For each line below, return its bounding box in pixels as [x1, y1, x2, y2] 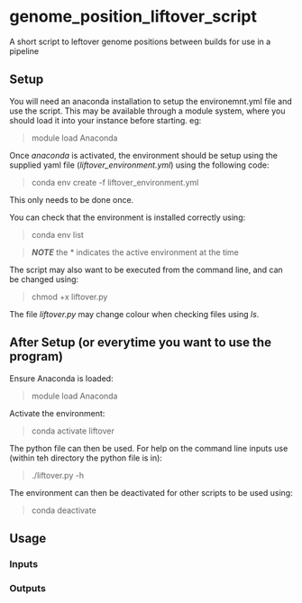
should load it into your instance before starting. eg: [9, 114, 202, 125]
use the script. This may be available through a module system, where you [9, 105, 286, 116]
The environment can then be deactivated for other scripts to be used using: [9, 487, 293, 498]
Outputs [9, 581, 47, 594]
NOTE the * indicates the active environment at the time [31, 246, 239, 258]
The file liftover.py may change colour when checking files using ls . [9, 308, 260, 319]
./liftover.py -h [31, 470, 84, 480]
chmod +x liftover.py [31, 291, 108, 302]
